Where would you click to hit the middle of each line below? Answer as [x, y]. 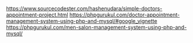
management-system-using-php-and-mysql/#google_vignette [82, 21]
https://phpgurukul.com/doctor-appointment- [125, 15]
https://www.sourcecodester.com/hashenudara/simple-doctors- [84, 9]
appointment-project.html [37, 15]
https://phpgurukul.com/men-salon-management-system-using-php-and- [97, 27]
